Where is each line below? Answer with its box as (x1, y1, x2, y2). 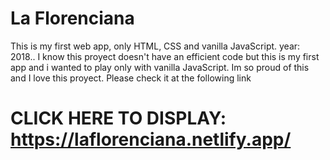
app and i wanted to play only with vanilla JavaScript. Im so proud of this (10, 61, 310, 73)
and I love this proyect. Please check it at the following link (10, 72, 252, 84)
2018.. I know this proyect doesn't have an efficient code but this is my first (10, 50, 320, 62)
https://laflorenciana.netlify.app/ (10, 128, 292, 151)
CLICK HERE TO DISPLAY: (10, 107, 227, 130)
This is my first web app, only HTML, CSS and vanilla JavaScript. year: (10, 40, 301, 52)
